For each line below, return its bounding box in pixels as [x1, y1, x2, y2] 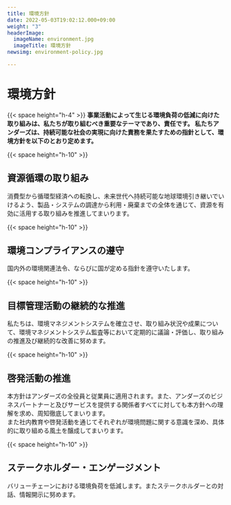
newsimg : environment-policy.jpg [7, 49, 103, 56]
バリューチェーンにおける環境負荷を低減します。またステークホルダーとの [7, 482, 218, 490]
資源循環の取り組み [7, 172, 89, 184]
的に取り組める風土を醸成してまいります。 [7, 426, 128, 435]
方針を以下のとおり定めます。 [12, 136, 98, 145]
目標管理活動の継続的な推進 [7, 300, 125, 312]
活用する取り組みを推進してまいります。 [19, 209, 133, 218]
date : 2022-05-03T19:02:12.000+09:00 [7, 17, 116, 23]
